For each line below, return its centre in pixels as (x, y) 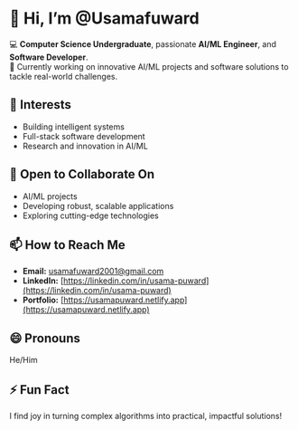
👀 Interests (41, 105)
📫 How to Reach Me (67, 245)
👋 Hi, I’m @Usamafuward (105, 19)
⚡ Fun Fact (39, 390)
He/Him (23, 360)
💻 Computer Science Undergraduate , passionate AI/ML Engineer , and (143, 43)
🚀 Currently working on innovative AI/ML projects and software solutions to (149, 66)
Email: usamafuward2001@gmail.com (93, 272)
